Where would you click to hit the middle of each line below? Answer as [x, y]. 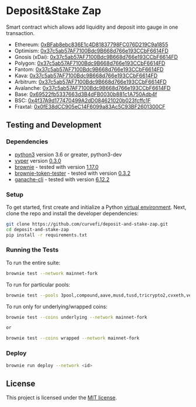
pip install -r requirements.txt [47, 235]
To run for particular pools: [38, 284]
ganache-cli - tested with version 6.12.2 [62, 179]
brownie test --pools [32, 295]
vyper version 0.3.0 [38, 161]
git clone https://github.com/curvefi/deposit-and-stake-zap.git [87, 224]
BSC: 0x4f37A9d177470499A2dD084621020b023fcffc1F [83, 100]
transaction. [20, 33]
